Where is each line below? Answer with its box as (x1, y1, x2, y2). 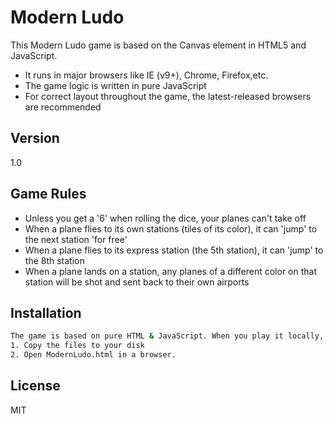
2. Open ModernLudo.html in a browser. (10, 350, 177, 360)
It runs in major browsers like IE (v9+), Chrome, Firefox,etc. (24, 69, 269, 81)
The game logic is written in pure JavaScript (24, 79, 207, 91)
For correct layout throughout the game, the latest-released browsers (24, 90, 312, 102)
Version (10, 130, 60, 147)
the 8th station (24, 254, 85, 266)
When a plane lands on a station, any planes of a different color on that (24, 265, 318, 277)
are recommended (24, 101, 102, 113)
